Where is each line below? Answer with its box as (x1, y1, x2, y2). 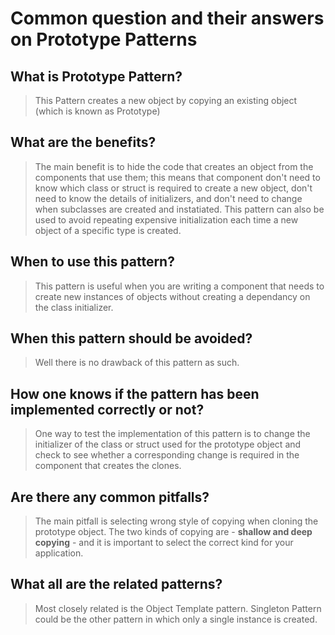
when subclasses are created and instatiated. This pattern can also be (34, 203, 325, 215)
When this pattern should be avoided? (10, 330, 253, 347)
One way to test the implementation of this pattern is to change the (34, 428, 311, 440)
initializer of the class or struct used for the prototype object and (34, 438, 302, 451)
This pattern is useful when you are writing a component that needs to (34, 280, 325, 292)
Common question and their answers (10, 7, 325, 30)
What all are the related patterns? (10, 576, 223, 593)
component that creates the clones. (34, 460, 182, 472)
